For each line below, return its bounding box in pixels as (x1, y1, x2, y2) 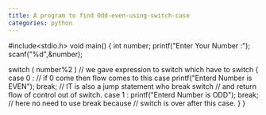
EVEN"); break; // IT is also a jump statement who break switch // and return (8, 81, 256, 91)
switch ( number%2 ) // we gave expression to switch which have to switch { (8, 64, 259, 74)
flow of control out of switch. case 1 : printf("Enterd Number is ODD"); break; (8, 90, 260, 99)
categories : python (8, 19, 73, 27)
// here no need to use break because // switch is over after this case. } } (8, 98, 246, 108)
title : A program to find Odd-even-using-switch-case (8, 11, 191, 20)
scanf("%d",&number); (8, 49, 83, 59)
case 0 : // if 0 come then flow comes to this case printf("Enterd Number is (8, 73, 253, 82)
